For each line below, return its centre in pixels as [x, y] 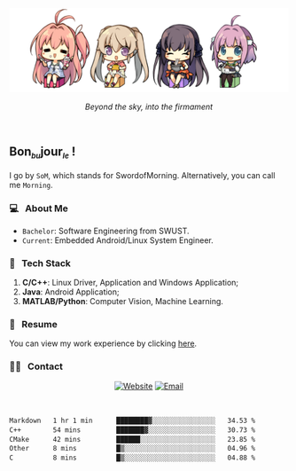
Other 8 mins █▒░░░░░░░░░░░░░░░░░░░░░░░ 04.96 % [132, 449]
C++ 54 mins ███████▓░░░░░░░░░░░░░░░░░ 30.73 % [132, 430]
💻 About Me [39, 208]
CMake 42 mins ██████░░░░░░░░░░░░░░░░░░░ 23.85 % [132, 439]
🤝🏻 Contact [36, 366]
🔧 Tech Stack [40, 263]
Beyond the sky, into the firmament [149, 106]
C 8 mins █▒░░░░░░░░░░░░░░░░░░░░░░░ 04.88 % [132, 458]
